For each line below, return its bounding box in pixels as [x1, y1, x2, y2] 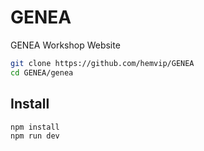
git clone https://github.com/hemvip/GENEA [10, 58, 195, 68]
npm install [10, 122, 60, 132]
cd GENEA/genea [10, 67, 74, 78]
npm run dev [10, 131, 60, 141]
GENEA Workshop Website [10, 39, 121, 51]
